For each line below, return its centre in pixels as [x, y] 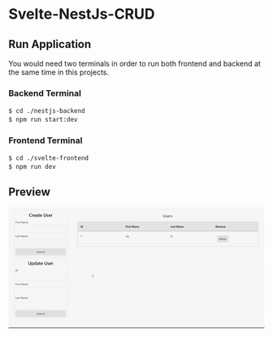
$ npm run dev [32, 167]
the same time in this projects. [59, 72]
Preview [30, 192]
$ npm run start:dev [43, 120]
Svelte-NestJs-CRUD [82, 14]
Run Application [50, 44]
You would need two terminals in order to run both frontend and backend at [135, 63]
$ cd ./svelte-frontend [49, 158]
